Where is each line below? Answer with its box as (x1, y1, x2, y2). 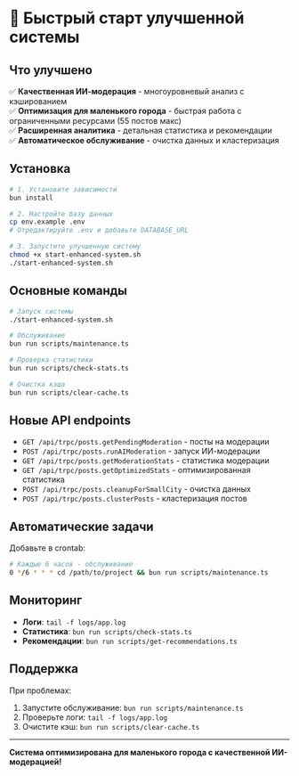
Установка (9, 161, 71, 176)
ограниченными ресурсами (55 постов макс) (9, 116, 182, 126)
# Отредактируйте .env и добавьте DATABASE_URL (9, 226, 190, 235)
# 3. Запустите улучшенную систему (9, 242, 141, 251)
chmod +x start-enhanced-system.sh (9, 250, 141, 259)
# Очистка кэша (9, 380, 66, 388)
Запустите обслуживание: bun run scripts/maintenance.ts (21, 702, 244, 713)
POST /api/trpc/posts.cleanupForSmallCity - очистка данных (21, 484, 252, 494)
